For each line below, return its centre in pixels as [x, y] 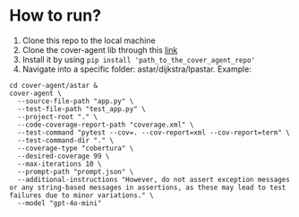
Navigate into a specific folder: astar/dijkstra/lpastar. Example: [137, 69]
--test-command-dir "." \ [66, 140]
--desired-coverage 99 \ [64, 156]
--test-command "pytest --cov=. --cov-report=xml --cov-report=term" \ [154, 132]
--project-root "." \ [58, 117]
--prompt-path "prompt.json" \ [76, 171]
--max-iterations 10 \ [60, 164]
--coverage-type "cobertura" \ [76, 148]
